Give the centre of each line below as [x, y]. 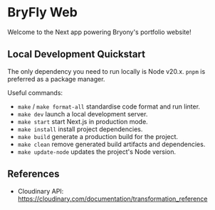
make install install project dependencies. [80, 129]
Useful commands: [35, 92]
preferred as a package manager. [56, 79]
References [33, 174]
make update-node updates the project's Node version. [97, 151]
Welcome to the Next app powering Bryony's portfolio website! [99, 32]
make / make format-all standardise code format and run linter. [109, 106]
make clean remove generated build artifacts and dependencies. [111, 144]
